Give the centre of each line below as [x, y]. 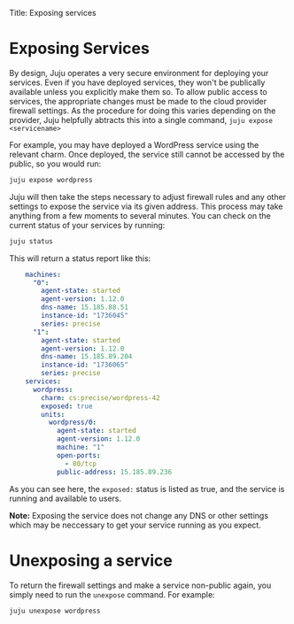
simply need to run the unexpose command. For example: [112, 594]
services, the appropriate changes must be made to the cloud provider [138, 101]
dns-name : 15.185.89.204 [87, 357]
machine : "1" [80, 447]
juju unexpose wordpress [55, 611]
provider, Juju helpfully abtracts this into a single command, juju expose [141, 119]
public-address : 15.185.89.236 [114, 472]
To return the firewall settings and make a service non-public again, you [140, 585]
